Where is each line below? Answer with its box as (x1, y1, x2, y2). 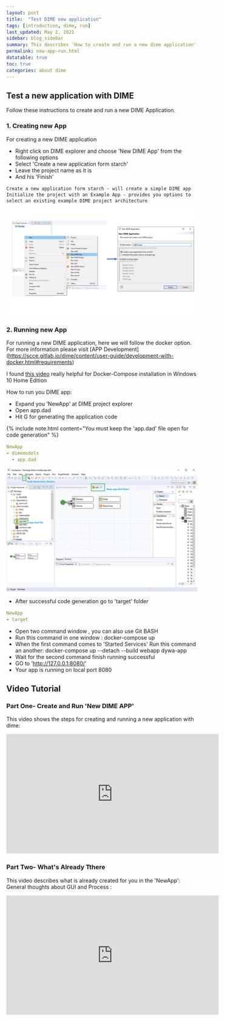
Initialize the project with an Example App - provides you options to (6, 192, 191, 198)
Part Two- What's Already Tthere (6, 863, 106, 871)
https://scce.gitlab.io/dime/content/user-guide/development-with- (8, 352, 174, 360)
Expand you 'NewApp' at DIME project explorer (15, 400, 133, 407)
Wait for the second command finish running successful (15, 653, 155, 660)
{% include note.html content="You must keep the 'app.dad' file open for (6, 425, 189, 432)
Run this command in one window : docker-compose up (15, 634, 155, 641)
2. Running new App (6, 326, 67, 334)
